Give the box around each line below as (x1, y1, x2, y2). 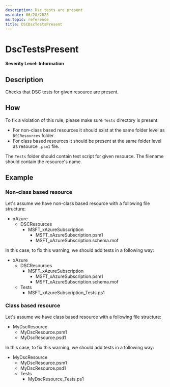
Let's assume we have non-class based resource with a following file (5, 200, 150, 207)
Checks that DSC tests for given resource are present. (5, 89, 119, 95)
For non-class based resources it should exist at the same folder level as (12, 127, 165, 133)
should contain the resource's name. (5, 159, 82, 165)
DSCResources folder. (12, 132, 55, 138)
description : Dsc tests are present (5, 7, 83, 13)
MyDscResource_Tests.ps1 (27, 376, 84, 382)
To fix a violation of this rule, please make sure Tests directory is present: (5, 117, 159, 123)
